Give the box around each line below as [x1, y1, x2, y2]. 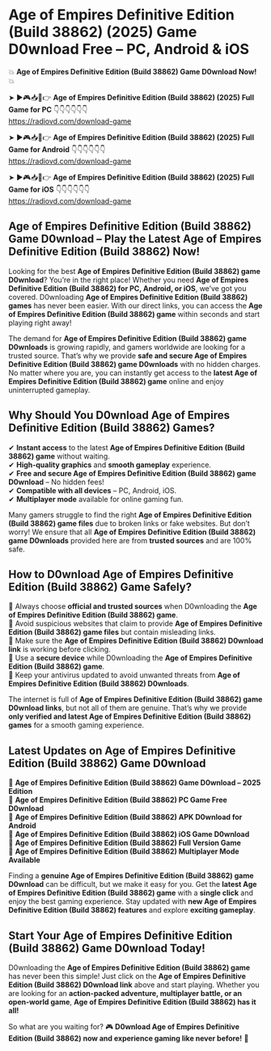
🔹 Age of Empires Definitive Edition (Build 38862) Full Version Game [8, 838, 241, 848]
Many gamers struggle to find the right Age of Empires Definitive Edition [8, 509, 252, 519]
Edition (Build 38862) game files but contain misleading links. [8, 627, 216, 637]
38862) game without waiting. [8, 451, 111, 461]
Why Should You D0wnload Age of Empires [8, 408, 231, 422]
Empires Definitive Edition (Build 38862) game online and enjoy [8, 376, 224, 386]
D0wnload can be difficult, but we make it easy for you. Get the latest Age [8, 880, 257, 889]
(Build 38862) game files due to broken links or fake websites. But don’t [8, 518, 251, 528]
